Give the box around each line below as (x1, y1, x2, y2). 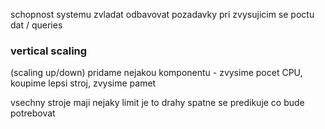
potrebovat (10, 107, 56, 119)
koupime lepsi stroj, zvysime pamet (10, 77, 157, 89)
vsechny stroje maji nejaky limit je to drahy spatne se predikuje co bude (10, 97, 305, 109)
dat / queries (10, 19, 63, 31)
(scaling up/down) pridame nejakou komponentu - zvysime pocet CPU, (10, 67, 303, 79)
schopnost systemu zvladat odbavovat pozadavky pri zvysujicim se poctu (10, 9, 315, 20)
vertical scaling (10, 44, 88, 58)
